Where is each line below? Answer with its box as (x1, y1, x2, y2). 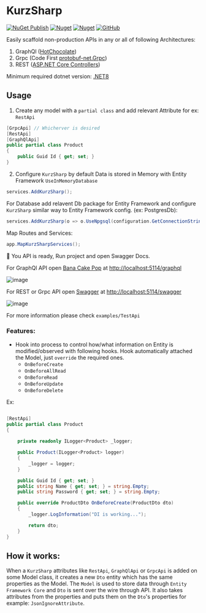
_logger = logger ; (28, 460, 75, 466)
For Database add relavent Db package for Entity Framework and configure (6, 200, 196, 207)
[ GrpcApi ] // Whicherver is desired (6, 125, 100, 131)
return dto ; (28, 522, 59, 528)
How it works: (6, 550, 60, 561)
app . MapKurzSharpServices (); (6, 241, 81, 247)
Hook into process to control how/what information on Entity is (15, 341, 174, 348)
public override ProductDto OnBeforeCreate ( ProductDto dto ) (17, 500, 174, 506)
